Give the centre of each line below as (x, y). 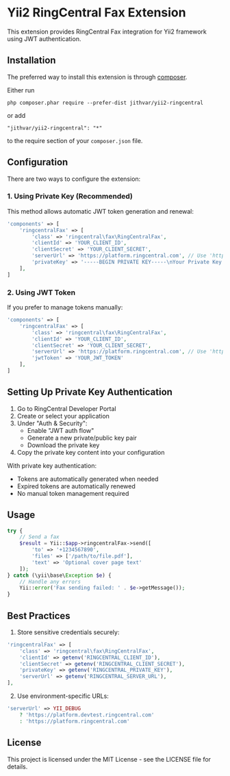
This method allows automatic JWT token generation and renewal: (100, 211)
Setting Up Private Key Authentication (90, 392)
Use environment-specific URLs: (63, 696)
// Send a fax (39, 537)
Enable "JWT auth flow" (61, 430)
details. (17, 766)
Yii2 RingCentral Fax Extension (97, 13)
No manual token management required (73, 493)
